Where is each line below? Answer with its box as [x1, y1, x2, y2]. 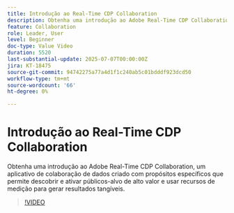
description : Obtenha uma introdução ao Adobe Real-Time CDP [7, 17, 189, 24]
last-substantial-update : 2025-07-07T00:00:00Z [7, 56, 148, 63]
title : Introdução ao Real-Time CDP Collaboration [7, 10, 157, 17]
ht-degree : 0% [7, 88, 49, 95]
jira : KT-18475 [7, 62, 52, 69]
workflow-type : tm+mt [7, 75, 70, 82]
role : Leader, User [7, 29, 64, 37]
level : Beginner [7, 36, 54, 43]
